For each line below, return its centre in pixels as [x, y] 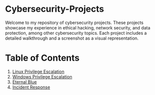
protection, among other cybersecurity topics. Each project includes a [76, 33]
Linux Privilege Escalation [38, 71]
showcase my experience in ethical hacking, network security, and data [78, 27]
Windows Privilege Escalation [42, 76]
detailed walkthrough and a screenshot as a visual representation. [72, 38]
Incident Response [31, 87]
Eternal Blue [24, 82]
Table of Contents [42, 58]
